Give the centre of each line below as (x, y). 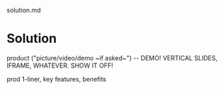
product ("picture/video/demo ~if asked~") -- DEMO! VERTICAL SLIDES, (112, 58)
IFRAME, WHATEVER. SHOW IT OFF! (60, 65)
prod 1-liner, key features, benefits (57, 79)
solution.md (24, 10)
